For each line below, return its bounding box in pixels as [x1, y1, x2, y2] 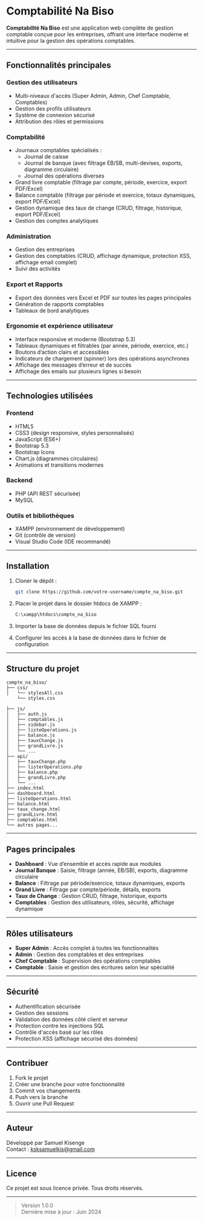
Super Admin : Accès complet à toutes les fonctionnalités [14, 944, 159, 952]
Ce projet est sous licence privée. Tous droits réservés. [6, 1185, 144, 1192]
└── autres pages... [6, 822, 59, 828]
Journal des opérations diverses [24, 172, 105, 179]
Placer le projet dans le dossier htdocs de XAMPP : [14, 600, 142, 607]
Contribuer [6, 1058, 48, 1068]
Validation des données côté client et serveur [14, 1016, 128, 1023]
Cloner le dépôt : [14, 577, 57, 584]
